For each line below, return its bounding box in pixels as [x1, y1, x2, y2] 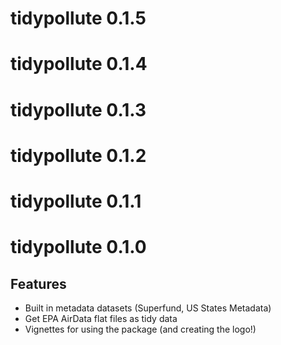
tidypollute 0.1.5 [10, 7, 147, 30]
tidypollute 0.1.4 [10, 53, 148, 76]
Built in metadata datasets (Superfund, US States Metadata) [24, 302, 272, 314]
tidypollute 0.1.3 [10, 98, 147, 121]
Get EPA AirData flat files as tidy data [24, 312, 178, 324]
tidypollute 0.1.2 [10, 144, 147, 167]
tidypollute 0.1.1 [10, 190, 142, 212]
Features [10, 275, 67, 292]
